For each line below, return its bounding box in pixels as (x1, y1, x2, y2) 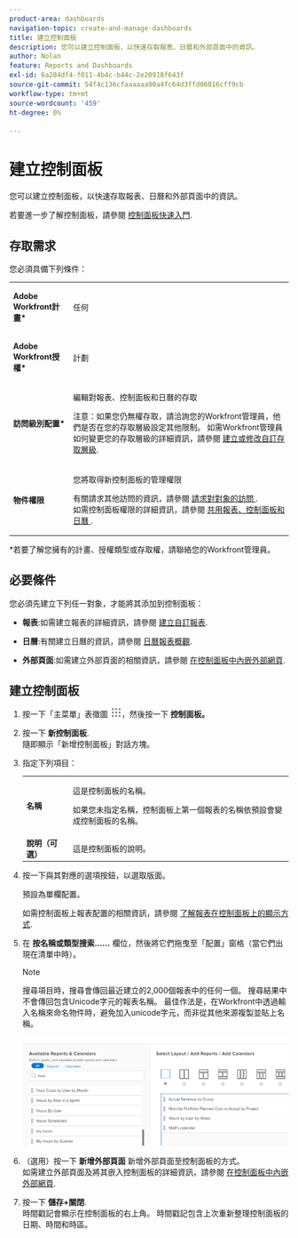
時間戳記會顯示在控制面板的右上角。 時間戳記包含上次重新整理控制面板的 (21, 1208, 289, 1218)
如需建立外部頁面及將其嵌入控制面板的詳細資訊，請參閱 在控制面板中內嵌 (21, 1166, 289, 1178)
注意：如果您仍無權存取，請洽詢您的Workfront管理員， (73, 411, 273, 422)
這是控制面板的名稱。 (72, 785, 151, 796)
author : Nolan (9, 52, 62, 61)
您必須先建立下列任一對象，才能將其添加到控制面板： (9, 598, 204, 608)
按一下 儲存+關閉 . (21, 1196, 87, 1207)
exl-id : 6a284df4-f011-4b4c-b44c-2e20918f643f (9, 71, 184, 80)
